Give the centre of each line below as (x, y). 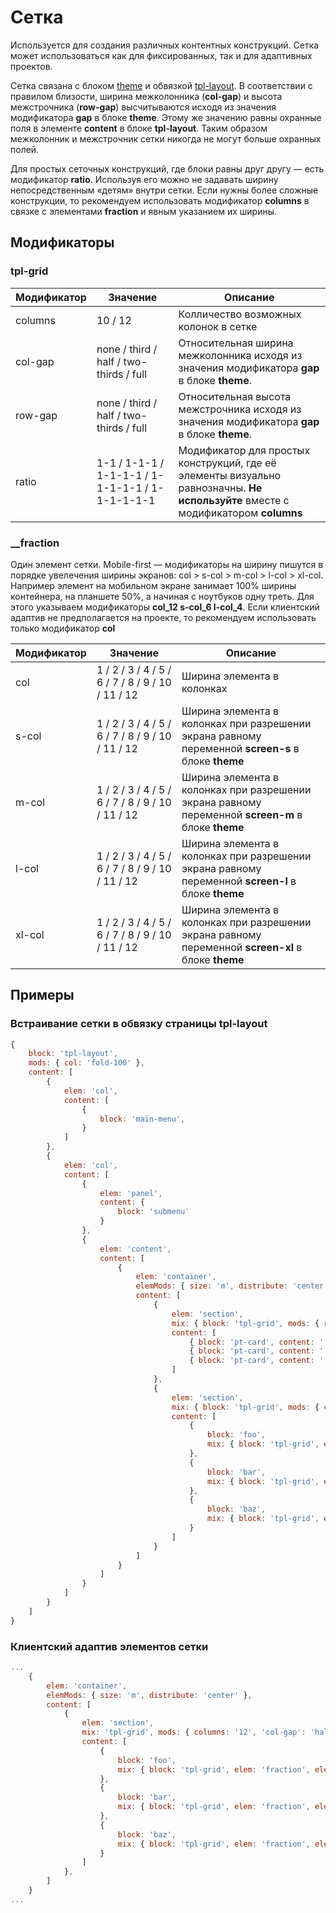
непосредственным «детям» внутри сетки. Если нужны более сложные (164, 190)
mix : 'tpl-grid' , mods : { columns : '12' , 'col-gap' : (194, 1732)
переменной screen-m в (242, 814)
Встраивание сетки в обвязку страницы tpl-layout (139, 1024)
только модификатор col (63, 628)
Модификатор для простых (244, 450)
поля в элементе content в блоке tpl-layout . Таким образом (139, 128)
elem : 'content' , (135, 1249)
